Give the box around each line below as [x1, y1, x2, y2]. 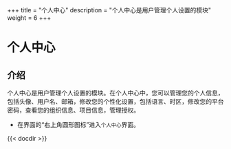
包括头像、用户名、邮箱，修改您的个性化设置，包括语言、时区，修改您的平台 [7, 98, 224, 105]
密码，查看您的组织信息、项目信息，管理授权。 [7, 106, 140, 114]
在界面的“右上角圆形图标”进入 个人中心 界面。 [16, 121, 140, 128]
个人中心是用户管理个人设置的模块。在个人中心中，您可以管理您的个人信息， [7, 89, 224, 97]
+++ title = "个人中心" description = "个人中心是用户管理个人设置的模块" [7, 6, 212, 14]
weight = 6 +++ [7, 14, 52, 22]
